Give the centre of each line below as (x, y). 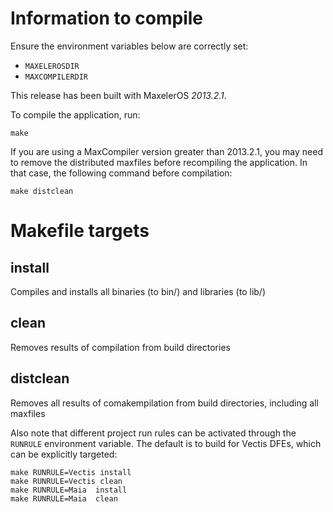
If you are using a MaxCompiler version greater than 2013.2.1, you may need (166, 151)
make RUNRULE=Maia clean (64, 498)
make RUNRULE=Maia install (69, 490)
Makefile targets (80, 231)
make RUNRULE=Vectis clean (66, 481)
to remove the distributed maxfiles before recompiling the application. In (159, 162)
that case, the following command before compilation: (121, 173)
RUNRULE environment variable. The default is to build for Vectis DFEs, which (166, 443)
